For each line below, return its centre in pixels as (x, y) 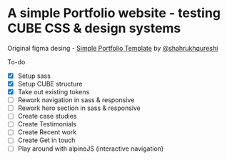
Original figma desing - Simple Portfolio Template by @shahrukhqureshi (113, 48)
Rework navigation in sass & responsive (76, 100)
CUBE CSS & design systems (94, 28)
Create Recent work (47, 132)
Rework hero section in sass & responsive (79, 108)
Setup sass (34, 76)
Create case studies (47, 116)
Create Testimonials (47, 124)
